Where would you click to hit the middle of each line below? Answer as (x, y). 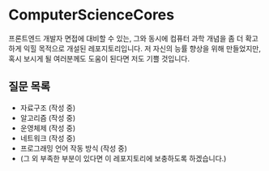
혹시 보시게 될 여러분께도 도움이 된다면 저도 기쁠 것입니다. (99, 58)
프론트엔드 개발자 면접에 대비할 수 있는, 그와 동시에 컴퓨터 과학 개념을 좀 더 (126, 38)
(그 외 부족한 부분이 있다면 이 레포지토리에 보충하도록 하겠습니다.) (123, 158)
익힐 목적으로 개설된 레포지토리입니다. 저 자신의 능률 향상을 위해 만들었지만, (142, 48)
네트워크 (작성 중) (48, 138)
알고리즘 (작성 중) (48, 118)
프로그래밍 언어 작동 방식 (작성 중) (74, 148)
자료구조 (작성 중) (48, 108)
